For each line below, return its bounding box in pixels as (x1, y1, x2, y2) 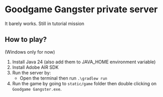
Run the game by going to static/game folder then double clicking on (12, 80, 157, 86)
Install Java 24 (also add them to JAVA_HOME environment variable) (12, 59, 156, 65)
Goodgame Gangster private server (5, 4, 158, 15)
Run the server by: (12, 69, 51, 76)
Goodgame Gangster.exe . (12, 86, 62, 92)
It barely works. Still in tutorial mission (5, 20, 85, 27)
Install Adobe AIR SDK (12, 64, 59, 70)
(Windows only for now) (5, 48, 56, 55)
